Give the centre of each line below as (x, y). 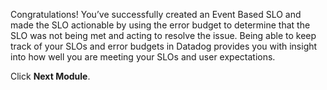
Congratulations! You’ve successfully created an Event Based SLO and (156, 14)
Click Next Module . (50, 76)
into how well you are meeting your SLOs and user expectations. (143, 57)
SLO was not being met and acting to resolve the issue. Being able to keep (163, 35)
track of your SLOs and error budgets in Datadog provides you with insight (164, 46)
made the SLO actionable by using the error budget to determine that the (160, 25)
